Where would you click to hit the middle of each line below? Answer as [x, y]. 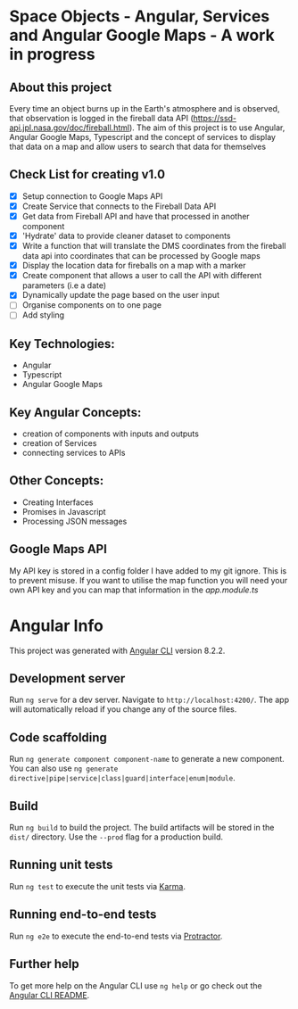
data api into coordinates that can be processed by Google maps [141, 256]
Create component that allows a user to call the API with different [142, 276]
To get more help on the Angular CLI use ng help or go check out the [136, 985]
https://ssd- [215, 118]
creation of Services [59, 443]
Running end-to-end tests [83, 915]
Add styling [43, 315]
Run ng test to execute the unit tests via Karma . [97, 886]
